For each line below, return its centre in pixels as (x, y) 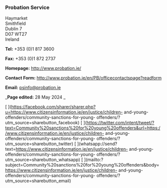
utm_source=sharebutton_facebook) (42, 123)
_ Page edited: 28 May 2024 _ (35, 97)
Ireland (12, 39)
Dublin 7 (14, 29)
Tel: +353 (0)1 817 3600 (30, 49)
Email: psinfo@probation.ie (33, 88)
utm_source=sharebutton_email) (38, 181)
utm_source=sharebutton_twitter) (39, 144)
